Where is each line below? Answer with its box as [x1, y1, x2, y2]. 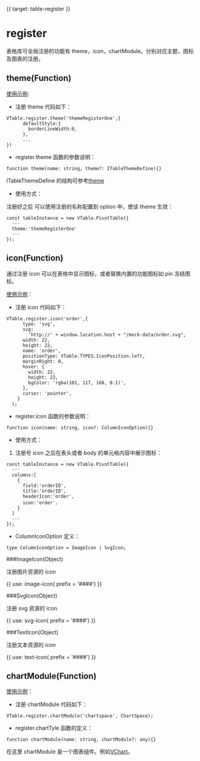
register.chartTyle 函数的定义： [15, 724, 93, 732]
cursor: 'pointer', [22, 390, 72, 396]
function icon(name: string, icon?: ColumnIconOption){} [6, 424, 154, 431]
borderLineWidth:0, [28, 126, 78, 132]
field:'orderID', [22, 482, 67, 488]
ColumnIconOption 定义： [15, 532, 80, 540]
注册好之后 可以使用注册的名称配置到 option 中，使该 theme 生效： [6, 202, 173, 210]
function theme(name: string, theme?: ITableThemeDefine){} [6, 165, 162, 171]
